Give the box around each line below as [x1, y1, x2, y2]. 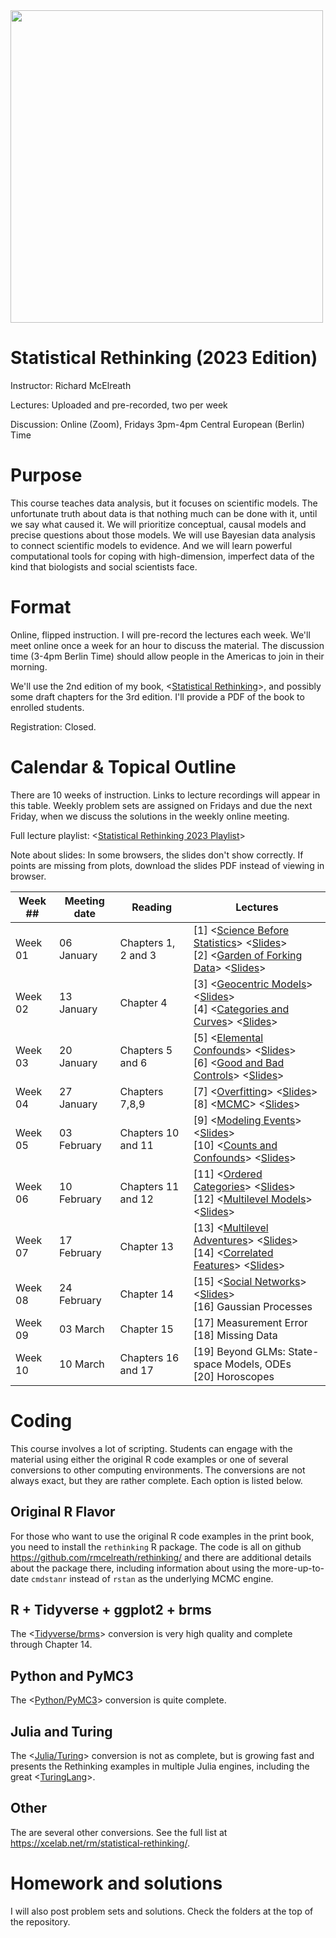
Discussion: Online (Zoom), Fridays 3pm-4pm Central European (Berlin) [10, 418, 305, 430]
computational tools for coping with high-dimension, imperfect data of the [10, 550, 315, 562]
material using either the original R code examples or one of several [10, 1453, 289, 1465]
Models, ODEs [224, 1357, 292, 1371]
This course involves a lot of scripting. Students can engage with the [10, 1442, 293, 1454]
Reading [131, 900, 173, 914]
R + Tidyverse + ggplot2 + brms [10, 1601, 212, 1618]
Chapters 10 [119, 1125, 180, 1139]
